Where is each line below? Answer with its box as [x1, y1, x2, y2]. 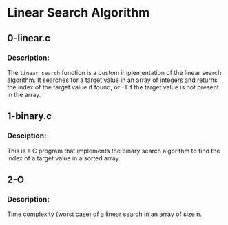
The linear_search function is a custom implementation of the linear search [7, 68, 222, 76]
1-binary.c [7, 110, 52, 122]
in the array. [7, 90, 41, 98]
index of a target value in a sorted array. [7, 153, 121, 162]
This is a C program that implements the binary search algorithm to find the [7, 147, 220, 155]
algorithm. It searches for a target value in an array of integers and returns [7, 76, 218, 84]
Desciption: [7, 131, 47, 140]
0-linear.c [7, 32, 50, 44]
